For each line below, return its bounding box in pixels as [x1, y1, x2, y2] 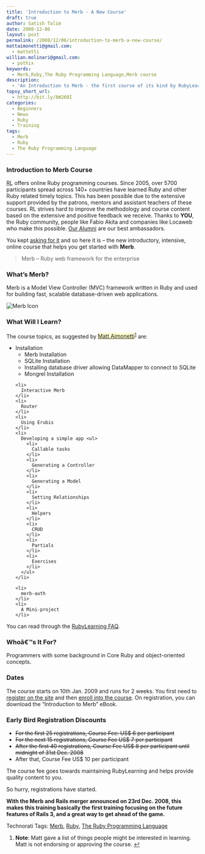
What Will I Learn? [6, 318, 62, 326]
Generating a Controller [31, 462, 95, 469]
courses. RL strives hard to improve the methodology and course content [6, 205, 190, 213]
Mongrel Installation [24, 370, 74, 378]
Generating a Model [31, 478, 81, 484]
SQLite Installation [24, 357, 70, 365]
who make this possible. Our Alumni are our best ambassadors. [6, 224, 166, 232]
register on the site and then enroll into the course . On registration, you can [6, 694, 195, 701]
